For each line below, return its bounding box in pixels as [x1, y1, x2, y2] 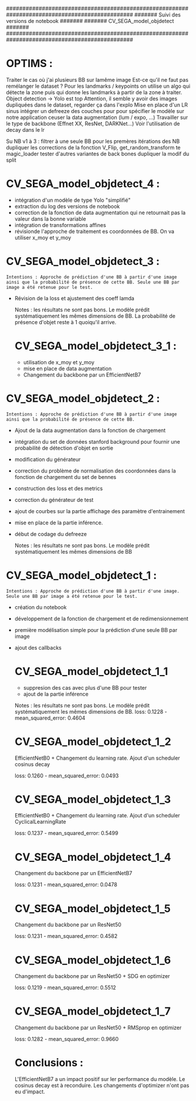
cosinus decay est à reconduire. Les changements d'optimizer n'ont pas [14, 1082, 190, 1089]
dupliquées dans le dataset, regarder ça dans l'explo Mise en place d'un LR [6, 101, 188, 108]
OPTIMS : [6, 57, 53, 70]
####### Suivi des [134, 11, 181, 18]
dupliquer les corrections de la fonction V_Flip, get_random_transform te [6, 144, 181, 151]
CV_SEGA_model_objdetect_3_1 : [14, 340, 177, 352]
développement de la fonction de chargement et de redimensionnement [14, 615, 189, 622]
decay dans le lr [6, 126, 45, 133]
